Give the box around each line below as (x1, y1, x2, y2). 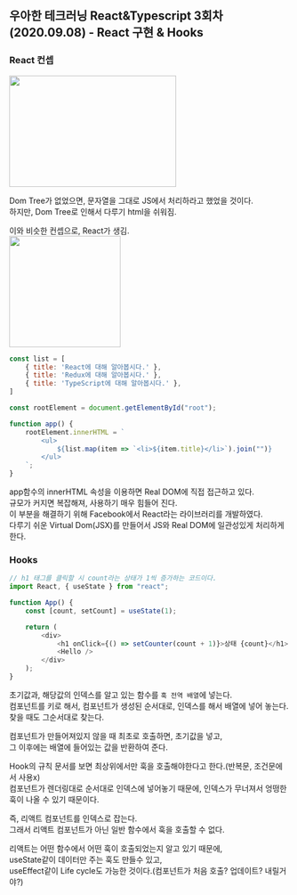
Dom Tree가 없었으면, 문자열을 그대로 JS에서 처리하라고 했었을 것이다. (9, 195, 253, 206)
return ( (25, 622, 58, 631)
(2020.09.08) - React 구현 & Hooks (9, 25, 205, 40)
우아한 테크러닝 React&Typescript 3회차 (9, 8, 224, 24)
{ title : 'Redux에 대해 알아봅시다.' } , (25, 370, 162, 380)
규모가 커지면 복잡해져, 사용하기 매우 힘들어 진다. (9, 498, 178, 509)
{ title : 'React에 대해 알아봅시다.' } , (25, 362, 162, 371)
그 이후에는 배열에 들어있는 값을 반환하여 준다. (9, 742, 169, 753)
